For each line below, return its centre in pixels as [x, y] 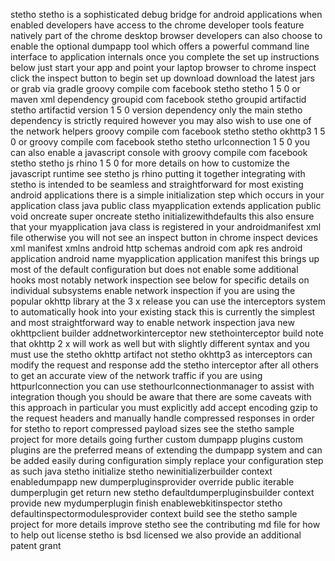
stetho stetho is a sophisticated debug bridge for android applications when [166, 14]
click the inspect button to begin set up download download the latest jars [162, 78]
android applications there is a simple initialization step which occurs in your [167, 195]
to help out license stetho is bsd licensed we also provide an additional [156, 535]
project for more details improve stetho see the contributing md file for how [165, 524]
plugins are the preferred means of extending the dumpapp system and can [166, 450]
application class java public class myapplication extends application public [166, 205]
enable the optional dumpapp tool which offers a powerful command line [160, 46]
